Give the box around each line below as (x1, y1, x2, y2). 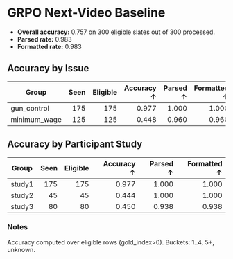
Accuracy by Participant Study (7, 139, 143, 150)
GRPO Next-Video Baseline (7, 5, 166, 21)
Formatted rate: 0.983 (17, 42, 82, 51)
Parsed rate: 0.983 (17, 35, 72, 43)
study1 (10, 179, 34, 188)
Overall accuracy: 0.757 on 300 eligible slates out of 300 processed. (17, 28, 215, 36)
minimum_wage (10, 114, 62, 124)
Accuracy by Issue (7, 62, 89, 74)
